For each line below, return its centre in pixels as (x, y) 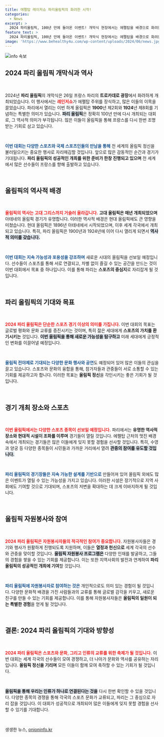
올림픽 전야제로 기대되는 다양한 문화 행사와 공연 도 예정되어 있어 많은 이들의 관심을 (82, 363)
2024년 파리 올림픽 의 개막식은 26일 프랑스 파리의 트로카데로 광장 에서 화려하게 (79, 95)
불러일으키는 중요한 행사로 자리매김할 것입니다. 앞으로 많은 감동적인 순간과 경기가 (82, 152)
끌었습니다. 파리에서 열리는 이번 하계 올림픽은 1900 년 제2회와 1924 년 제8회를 (79, 107)
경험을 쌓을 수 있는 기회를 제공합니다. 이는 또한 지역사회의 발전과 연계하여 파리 (84, 559)
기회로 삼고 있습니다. (34, 126)
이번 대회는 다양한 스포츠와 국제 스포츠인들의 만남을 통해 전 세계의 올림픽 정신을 (80, 146)
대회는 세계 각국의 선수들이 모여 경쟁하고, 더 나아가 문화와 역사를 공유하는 (80, 659)
